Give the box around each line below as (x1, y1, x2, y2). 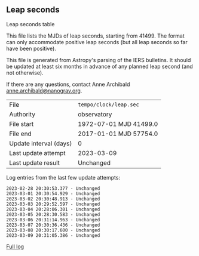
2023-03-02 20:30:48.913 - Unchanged (6, 196, 100, 202)
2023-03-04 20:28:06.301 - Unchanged (6, 206, 100, 212)
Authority (9, 110, 36, 118)
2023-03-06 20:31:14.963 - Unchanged (6, 217, 100, 223)
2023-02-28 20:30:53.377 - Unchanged (6, 185, 100, 192)
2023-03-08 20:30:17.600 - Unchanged (6, 227, 100, 233)
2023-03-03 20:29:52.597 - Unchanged (6, 201, 100, 207)
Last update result (9, 158, 60, 166)
